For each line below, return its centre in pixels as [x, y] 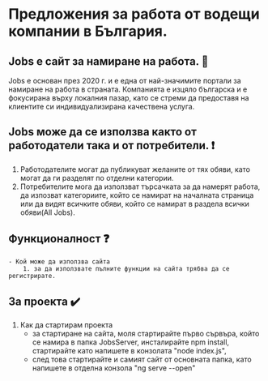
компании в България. [88, 31]
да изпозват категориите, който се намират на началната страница [137, 195]
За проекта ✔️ [45, 302]
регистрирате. [32, 276]
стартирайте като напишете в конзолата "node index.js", [129, 351]
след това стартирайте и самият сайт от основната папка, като [142, 360]
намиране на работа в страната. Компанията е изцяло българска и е [128, 89]
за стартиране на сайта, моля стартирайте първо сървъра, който [146, 334]
